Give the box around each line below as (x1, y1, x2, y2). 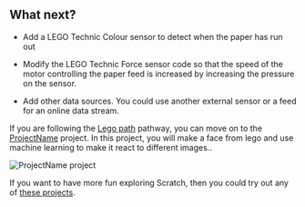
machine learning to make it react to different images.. (9, 142, 212, 153)
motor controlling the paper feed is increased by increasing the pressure (22, 68, 295, 79)
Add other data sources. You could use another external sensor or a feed (22, 95, 298, 106)
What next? (9, 7, 76, 23)
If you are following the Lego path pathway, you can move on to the (9, 123, 262, 133)
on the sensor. (22, 77, 77, 89)
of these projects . (9, 186, 76, 198)
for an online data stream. (22, 104, 120, 116)
